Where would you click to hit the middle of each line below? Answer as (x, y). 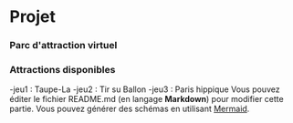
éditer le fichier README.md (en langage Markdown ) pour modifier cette (147, 99)
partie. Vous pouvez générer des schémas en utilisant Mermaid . (130, 109)
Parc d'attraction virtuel (63, 46)
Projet (33, 17)
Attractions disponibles (63, 70)
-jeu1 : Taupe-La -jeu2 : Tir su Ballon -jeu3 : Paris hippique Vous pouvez (145, 89)
